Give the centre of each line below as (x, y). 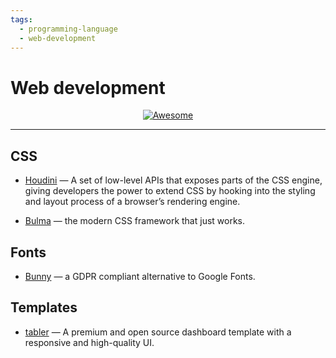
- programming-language (68, 29)
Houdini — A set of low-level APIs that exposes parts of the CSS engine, (173, 180)
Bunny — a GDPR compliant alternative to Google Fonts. (140, 276)
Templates (44, 307)
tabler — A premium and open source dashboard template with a (158, 332)
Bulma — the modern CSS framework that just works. (135, 221)
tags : (21, 19)
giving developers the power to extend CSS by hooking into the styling (170, 191)
